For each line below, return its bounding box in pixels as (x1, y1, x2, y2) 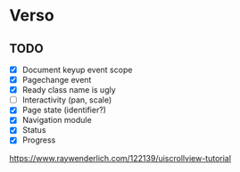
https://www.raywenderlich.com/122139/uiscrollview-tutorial (9, 152, 232, 163)
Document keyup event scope (21, 64, 133, 75)
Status (21, 125, 46, 135)
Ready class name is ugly (21, 85, 116, 95)
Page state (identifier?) (21, 104, 107, 116)
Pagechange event (21, 75, 92, 86)
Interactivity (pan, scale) (21, 94, 112, 105)
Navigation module (21, 115, 92, 126)
